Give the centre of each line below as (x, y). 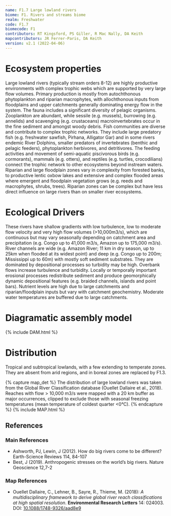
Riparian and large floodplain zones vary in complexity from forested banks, (85, 170)
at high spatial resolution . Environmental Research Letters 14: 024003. (88, 503)
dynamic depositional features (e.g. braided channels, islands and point (81, 281)
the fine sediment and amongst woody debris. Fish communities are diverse (85, 126)
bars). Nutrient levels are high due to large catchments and (67, 286)
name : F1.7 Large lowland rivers (41, 10)
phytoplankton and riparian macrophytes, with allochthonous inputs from (82, 99)
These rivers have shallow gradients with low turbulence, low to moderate (83, 226)
